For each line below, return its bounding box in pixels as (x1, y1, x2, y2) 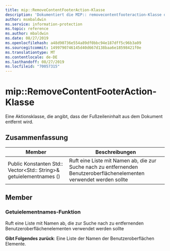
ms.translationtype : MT (5, 50, 56, 55)
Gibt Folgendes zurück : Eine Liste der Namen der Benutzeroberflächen (5, 235, 154, 241)
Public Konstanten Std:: (8, 160, 63, 167)
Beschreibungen (95, 148, 136, 155)
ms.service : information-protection (5, 21, 82, 27)
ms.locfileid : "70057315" (5, 64, 60, 69)
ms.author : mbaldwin (5, 31, 49, 36)
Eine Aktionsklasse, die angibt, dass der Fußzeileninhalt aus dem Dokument (5, 114, 163, 120)
